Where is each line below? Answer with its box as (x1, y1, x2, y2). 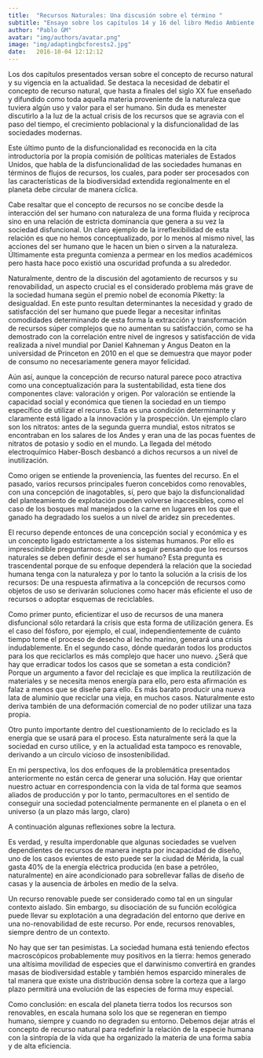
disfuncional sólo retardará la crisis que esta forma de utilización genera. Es (8, 618, 254, 627)
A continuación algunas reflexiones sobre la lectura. (8, 822, 177, 831)
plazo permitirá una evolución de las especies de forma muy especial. (8, 984, 234, 994)
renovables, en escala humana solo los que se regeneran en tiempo (8, 1008, 228, 1017)
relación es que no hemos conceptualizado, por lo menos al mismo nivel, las (8, 233, 255, 243)
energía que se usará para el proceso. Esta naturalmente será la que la (8, 733, 237, 742)
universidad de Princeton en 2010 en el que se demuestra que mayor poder (8, 348, 253, 358)
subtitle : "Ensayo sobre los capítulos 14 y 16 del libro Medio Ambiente (8, 19, 255, 27)
